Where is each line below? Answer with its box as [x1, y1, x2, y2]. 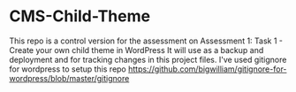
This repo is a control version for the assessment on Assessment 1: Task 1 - [9, 35, 284, 46]
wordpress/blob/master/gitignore [9, 73, 130, 83]
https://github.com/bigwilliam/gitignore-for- [127, 64, 287, 74]
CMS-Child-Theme [9, 6, 151, 27]
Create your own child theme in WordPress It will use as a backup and [9, 44, 264, 55]
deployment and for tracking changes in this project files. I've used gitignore [9, 54, 287, 65]
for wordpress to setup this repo [9, 64, 126, 74]
